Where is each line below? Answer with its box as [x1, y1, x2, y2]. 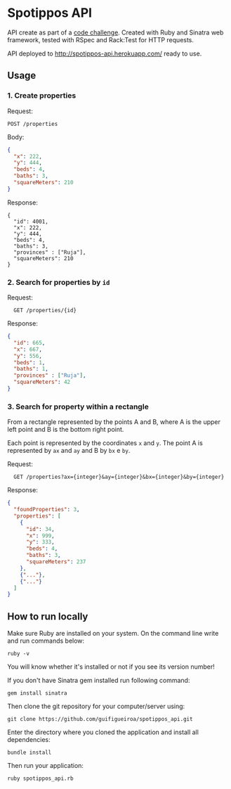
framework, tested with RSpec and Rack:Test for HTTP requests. [7, 35, 194, 44]
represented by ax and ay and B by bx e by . [7, 447, 131, 455]
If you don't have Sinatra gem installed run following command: [7, 676, 190, 685]
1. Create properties [7, 91, 77, 101]
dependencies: [7, 736, 51, 744]
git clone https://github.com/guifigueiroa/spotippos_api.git [7, 716, 193, 723]
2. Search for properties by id [7, 277, 110, 287]
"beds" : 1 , [13, 359, 46, 366]
